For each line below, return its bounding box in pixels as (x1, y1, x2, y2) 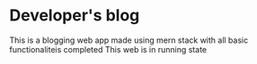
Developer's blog (9, 5, 140, 26)
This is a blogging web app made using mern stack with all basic (9, 35, 249, 45)
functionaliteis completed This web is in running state (9, 44, 208, 54)
